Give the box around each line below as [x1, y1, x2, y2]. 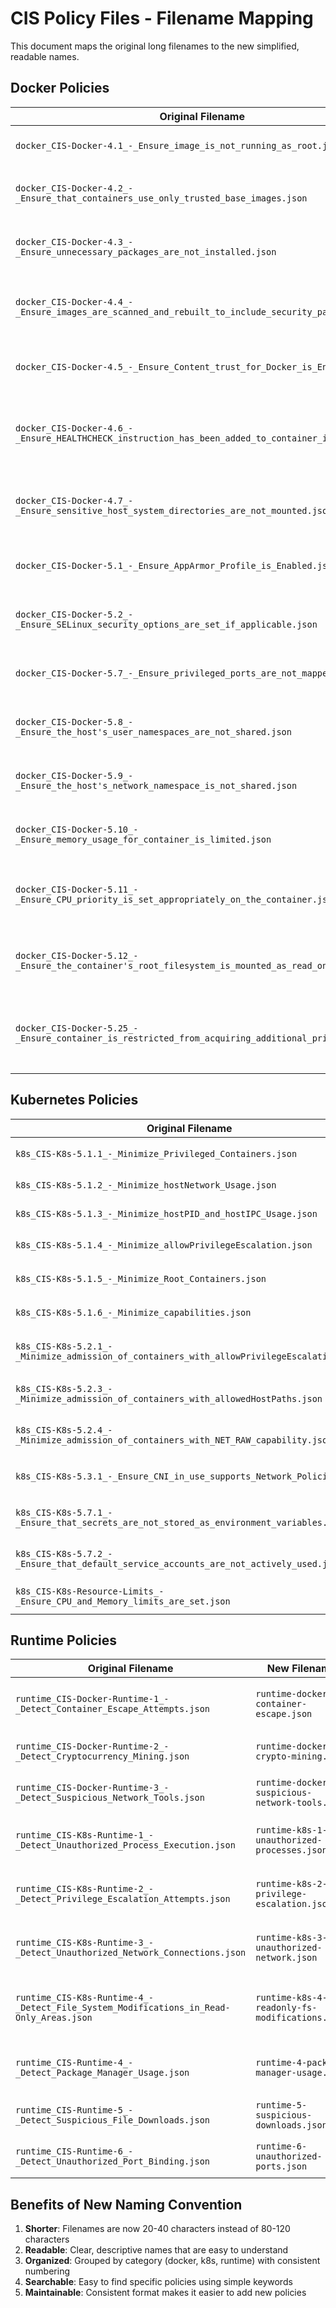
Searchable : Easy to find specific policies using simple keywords [24, 2276, 293, 2288]
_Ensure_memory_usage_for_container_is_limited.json [15, 833, 272, 845]
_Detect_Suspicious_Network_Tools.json [15, 1792, 205, 1804]
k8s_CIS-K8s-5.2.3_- [15, 1383, 113, 1394]
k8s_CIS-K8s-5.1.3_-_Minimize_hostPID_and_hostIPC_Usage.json [15, 1208, 318, 1219]
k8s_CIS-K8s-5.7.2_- [15, 1548, 113, 1559]
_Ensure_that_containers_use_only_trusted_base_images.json [15, 192, 308, 204]
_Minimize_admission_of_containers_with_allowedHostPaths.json [15, 1393, 323, 1404]
